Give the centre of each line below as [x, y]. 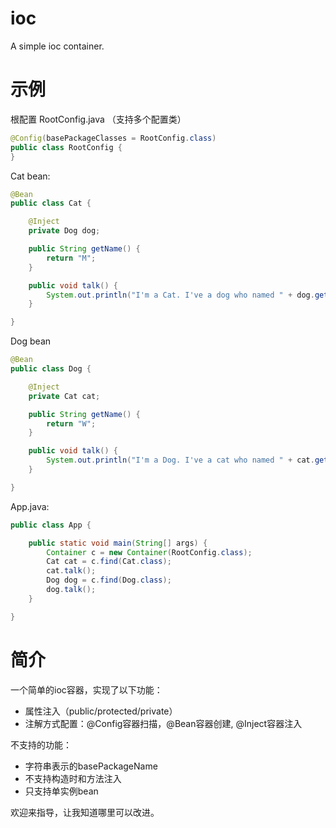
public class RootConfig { [66, 147]
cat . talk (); [71, 571]
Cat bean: [30, 176]
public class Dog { [51, 369]
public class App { [51, 525]
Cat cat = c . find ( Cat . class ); [109, 562]
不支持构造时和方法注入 [73, 778]
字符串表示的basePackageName [91, 766]
